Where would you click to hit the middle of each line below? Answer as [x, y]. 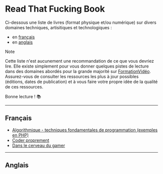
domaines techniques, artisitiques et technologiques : [58, 27]
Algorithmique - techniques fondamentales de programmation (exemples [85, 130]
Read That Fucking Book [55, 9]
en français [23, 37]
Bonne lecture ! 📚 [23, 96]
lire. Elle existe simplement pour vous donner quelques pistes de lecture [77, 66]
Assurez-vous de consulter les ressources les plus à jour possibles [72, 76]
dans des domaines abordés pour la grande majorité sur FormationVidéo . [78, 71]
